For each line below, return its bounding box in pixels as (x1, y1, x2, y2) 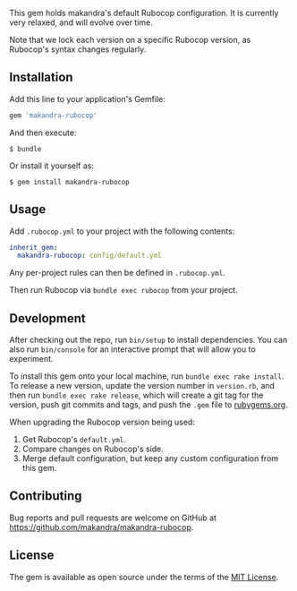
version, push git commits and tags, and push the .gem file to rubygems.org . (9, 399, 289, 410)
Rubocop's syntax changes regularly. (9, 44, 147, 55)
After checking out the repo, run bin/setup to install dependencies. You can (9, 335, 288, 346)
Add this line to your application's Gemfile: (9, 93, 165, 104)
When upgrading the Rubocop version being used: (9, 416, 195, 428)
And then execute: (9, 127, 77, 138)
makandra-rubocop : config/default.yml (17, 251, 163, 261)
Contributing (9, 488, 82, 504)
